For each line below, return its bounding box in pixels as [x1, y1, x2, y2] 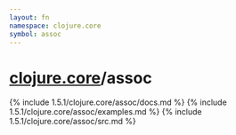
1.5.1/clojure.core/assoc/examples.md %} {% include [9, 107, 202, 117]
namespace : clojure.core [9, 21, 102, 30]
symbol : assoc [9, 29, 62, 38]
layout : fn [9, 12, 50, 22]
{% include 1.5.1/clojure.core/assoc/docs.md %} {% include [9, 97, 227, 107]
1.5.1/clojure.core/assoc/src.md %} [9, 116, 136, 127]
